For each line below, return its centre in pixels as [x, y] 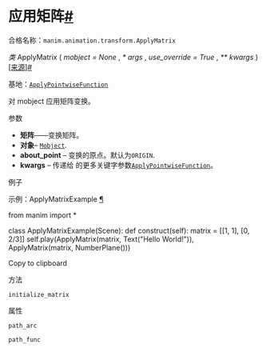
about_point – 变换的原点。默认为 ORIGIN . [87, 155]
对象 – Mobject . [43, 145]
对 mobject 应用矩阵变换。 [52, 101]
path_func [25, 340]
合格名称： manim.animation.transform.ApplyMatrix [92, 40]
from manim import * [43, 215]
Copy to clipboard [38, 263]
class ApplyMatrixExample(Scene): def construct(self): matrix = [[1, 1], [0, [129, 230]
